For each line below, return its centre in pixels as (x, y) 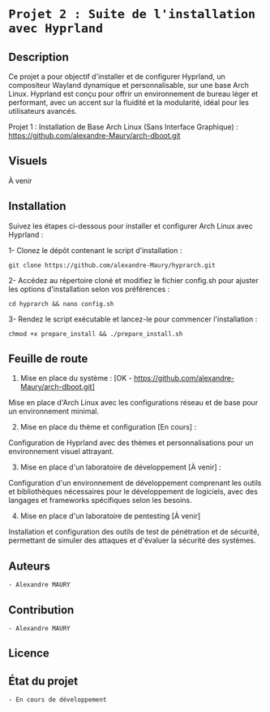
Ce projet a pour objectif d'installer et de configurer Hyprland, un (117, 76)
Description (39, 57)
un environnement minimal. (54, 411)
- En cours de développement (58, 700)
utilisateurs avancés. (43, 111)
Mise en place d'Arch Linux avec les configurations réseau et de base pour (133, 403)
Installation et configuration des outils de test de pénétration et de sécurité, (134, 532)
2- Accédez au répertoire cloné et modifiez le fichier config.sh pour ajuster (134, 280)
